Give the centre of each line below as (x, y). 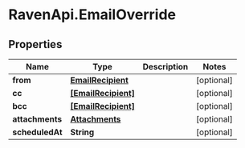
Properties (35, 44)
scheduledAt (37, 132)
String (82, 132)
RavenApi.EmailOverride (92, 15)
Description (165, 67)
